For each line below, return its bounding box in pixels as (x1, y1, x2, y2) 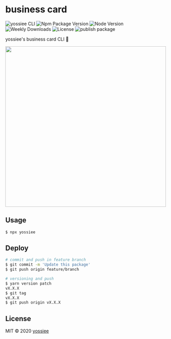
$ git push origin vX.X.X (5, 300, 61, 305)
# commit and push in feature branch (5, 257, 86, 262)
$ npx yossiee (5, 230, 36, 235)
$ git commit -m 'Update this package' (5, 262, 91, 268)
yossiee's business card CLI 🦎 (5, 36, 69, 42)
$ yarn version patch (5, 281, 52, 286)
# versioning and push (5, 276, 54, 281)
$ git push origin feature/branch (5, 267, 80, 272)
